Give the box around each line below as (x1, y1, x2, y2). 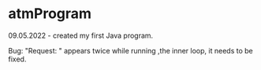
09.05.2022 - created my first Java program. (8, 31, 154, 40)
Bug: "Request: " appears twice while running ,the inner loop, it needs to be (8, 46, 254, 55)
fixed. (8, 54, 27, 64)
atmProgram (8, 5, 92, 23)
